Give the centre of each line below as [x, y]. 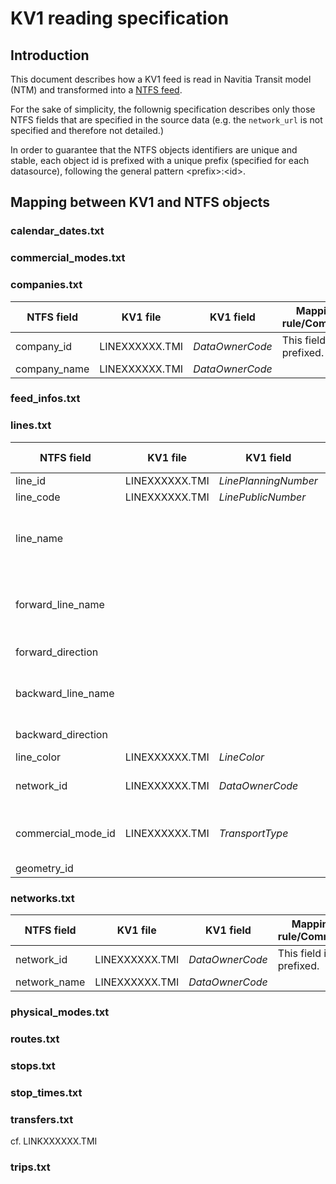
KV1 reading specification [120, 18]
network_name [50, 982]
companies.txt [46, 285]
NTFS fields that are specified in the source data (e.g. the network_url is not [166, 120]
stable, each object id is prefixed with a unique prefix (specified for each [160, 160]
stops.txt [33, 1065]
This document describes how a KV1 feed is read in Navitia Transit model [161, 79]
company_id [44, 346]
